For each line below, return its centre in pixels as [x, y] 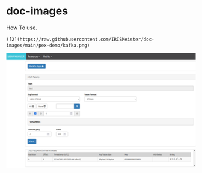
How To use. [22, 28]
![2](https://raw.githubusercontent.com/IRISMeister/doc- [80, 39]
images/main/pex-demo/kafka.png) [48, 45]
